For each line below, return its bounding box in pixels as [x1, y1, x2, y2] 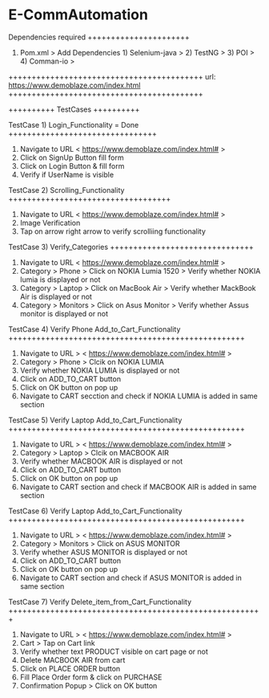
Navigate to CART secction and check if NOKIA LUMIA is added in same [19, 391, 258, 401]
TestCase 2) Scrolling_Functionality [8, 185, 125, 194]
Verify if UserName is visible [19, 169, 114, 179]
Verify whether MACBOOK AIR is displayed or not [19, 456, 183, 466]
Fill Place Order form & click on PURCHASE [19, 672, 163, 682]
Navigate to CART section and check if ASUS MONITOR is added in [19, 573, 242, 582]
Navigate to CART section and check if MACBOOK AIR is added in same [19, 482, 257, 492]
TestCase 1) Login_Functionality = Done [8, 120, 139, 129]
